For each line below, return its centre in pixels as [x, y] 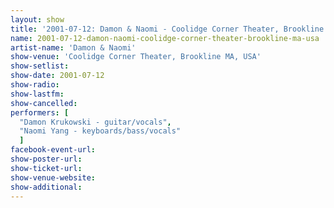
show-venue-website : [53, 177]
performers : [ [40, 112]
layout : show [37, 19]
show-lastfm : [37, 94]
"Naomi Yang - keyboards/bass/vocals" [100, 131]
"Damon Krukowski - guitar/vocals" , [95, 122]
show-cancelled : [44, 103]
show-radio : [35, 85]
